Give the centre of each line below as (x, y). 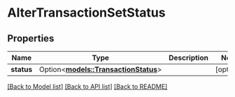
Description (188, 58)
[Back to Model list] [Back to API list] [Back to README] (87, 87)
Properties (31, 38)
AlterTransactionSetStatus (86, 13)
